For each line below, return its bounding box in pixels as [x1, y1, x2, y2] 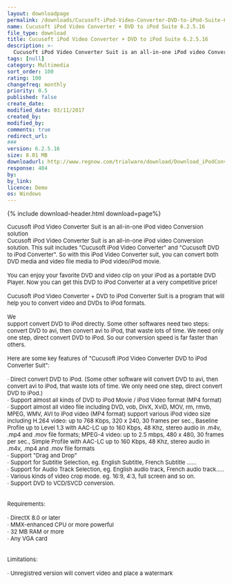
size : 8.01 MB [7, 152, 48, 159]
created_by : [7, 113, 41, 120]
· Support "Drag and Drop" [7, 452, 77, 459]
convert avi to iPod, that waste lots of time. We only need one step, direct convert [7, 382, 223, 390]
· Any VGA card [7, 535, 48, 542]
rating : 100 [7, 74, 41, 82]
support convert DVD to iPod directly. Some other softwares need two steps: [7, 320, 210, 328]
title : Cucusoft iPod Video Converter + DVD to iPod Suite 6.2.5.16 [7, 36, 209, 43]
